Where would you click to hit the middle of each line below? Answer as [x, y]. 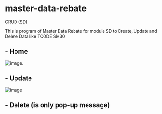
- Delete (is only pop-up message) [58, 105]
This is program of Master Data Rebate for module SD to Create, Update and [81, 31]
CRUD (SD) [16, 22]
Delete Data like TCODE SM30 [35, 36]
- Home [16, 51]
